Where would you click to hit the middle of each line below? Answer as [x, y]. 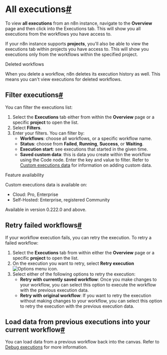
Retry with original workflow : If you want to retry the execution [86, 295]
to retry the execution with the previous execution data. [77, 306]
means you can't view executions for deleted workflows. [63, 79]
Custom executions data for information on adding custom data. [86, 165]
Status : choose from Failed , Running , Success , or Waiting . [82, 144]
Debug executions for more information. [46, 347]
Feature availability [25, 175]
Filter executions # [34, 95]
